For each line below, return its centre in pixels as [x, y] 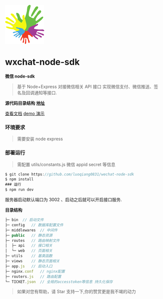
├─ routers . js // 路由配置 [33, 277]
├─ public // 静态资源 [29, 235]
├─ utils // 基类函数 [29, 256]
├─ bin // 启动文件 [24, 220]
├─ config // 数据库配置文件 [34, 225]
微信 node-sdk [20, 76]
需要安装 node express [40, 139]
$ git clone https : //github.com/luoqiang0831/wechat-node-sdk [70, 174]
